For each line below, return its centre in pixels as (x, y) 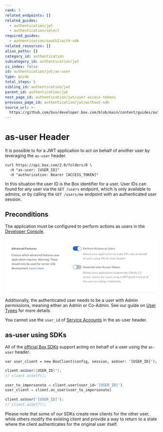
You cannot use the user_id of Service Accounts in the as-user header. (76, 320)
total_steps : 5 (20, 82)
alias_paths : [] (21, 51)
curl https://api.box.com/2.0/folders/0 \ (49, 165)
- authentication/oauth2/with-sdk (44, 41)
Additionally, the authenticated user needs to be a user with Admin (72, 300)
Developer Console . (25, 231)
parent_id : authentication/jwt (37, 92)
